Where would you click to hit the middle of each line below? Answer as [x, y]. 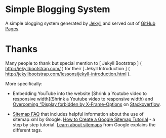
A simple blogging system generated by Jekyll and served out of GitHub [80, 23]
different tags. [27, 130]
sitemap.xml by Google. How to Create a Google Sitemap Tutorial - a [84, 119]
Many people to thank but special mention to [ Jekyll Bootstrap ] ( [73, 63]
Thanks [22, 49]
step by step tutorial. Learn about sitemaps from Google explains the [84, 124]
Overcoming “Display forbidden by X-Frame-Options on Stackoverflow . [87, 104]
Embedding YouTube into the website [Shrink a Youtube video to [80, 93]
